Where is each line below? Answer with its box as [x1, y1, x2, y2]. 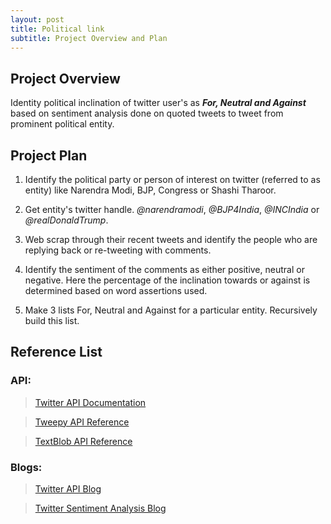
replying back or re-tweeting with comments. [24, 244, 212, 256]
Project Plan [10, 147, 88, 164]
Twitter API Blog [34, 482, 102, 495]
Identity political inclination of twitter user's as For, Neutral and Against [10, 97, 307, 109]
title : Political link [10, 24, 105, 34]
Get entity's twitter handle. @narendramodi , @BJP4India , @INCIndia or [24, 204, 320, 215]
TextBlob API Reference [34, 435, 133, 447]
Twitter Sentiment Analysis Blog [34, 502, 167, 514]
